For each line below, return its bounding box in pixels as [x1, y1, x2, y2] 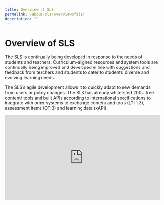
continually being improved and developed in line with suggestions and [5, 65, 150, 70]
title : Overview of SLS [5, 7, 54, 12]
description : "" [5, 16, 39, 21]
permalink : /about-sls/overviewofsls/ [5, 12, 85, 17]
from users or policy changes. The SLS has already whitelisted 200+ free [5, 90, 154, 96]
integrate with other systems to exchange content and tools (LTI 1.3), [5, 100, 145, 106]
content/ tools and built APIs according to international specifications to [5, 95, 151, 101]
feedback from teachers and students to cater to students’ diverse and [5, 69, 149, 75]
